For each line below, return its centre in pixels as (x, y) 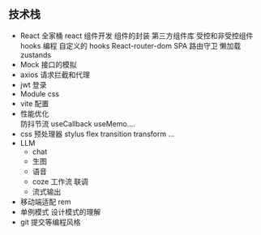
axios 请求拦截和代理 (55, 75)
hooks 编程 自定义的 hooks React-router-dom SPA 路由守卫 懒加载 (130, 45)
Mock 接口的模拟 (48, 64)
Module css (39, 94)
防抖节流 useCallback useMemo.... (78, 123)
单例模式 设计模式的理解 (60, 211)
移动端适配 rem (45, 202)
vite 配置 (34, 103)
